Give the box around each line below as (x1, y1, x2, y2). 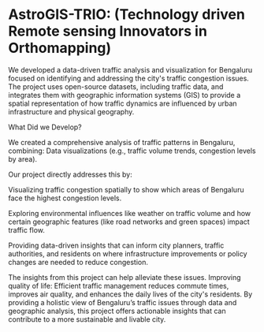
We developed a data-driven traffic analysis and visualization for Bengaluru (8, 65, 253, 74)
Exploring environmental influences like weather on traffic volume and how (8, 208, 251, 218)
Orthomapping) (8, 39, 112, 57)
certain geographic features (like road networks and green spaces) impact (8, 217, 250, 226)
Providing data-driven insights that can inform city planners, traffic (8, 241, 225, 250)
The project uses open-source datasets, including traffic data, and (8, 81, 224, 91)
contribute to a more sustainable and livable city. (8, 314, 166, 324)
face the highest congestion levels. (8, 193, 122, 203)
